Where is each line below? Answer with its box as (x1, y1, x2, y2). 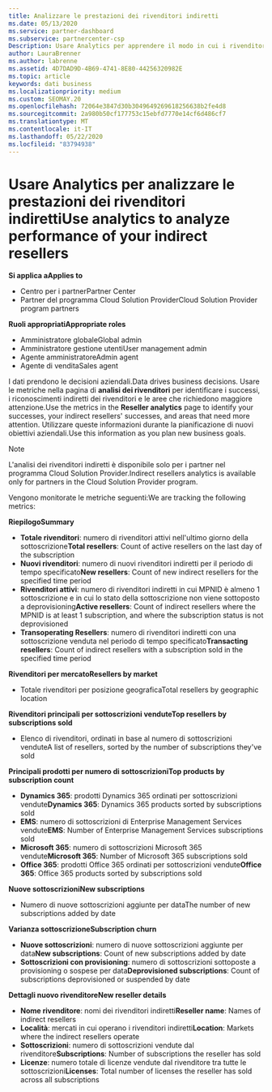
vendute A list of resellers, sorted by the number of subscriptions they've (19, 742, 262, 752)
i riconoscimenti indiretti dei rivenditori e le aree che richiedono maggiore (8, 394, 253, 404)
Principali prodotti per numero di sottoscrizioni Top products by (8, 767, 225, 776)
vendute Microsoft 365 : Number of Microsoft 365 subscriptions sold (19, 851, 249, 861)
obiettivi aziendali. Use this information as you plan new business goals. (8, 428, 247, 438)
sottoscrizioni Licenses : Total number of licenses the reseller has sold (19, 1066, 253, 1076)
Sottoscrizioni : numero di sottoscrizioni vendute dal (19, 1040, 194, 1051)
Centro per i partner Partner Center (19, 286, 136, 296)
